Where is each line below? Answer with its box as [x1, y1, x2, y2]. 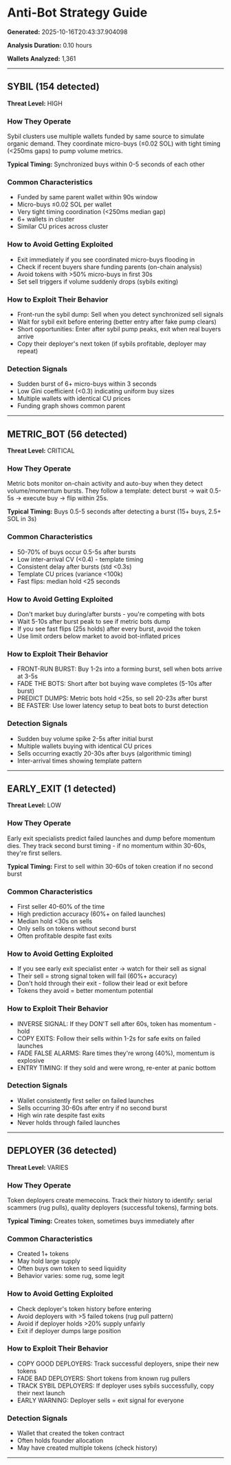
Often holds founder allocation [16, 1437, 104, 1445]
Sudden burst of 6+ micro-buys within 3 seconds [16, 380, 157, 388]
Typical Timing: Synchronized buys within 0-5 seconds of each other [7, 160, 205, 168]
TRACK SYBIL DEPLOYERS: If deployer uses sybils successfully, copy [16, 1382, 214, 1390]
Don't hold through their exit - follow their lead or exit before [16, 979, 188, 987]
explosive [16, 1056, 45, 1064]
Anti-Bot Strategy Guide [7, 5, 148, 21]
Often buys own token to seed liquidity [16, 1264, 127, 1272]
